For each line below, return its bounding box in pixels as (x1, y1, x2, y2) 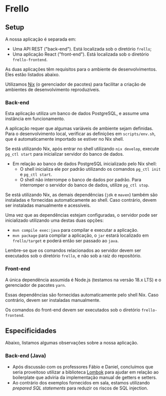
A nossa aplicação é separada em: (5, 36, 76, 42)
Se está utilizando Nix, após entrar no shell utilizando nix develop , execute (5, 146, 159, 152)
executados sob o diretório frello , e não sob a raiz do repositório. (5, 253, 141, 259)
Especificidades (5, 326, 56, 335)
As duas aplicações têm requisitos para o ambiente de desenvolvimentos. (5, 66, 157, 72)
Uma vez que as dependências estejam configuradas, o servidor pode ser (5, 212, 158, 218)
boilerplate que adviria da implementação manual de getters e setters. (12, 374, 157, 380)
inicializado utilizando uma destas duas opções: (5, 217, 104, 223)
